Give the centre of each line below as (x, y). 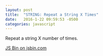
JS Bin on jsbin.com (26, 48)
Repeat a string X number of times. (42, 38)
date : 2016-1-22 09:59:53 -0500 (42, 19)
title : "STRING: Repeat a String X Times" (52, 15)
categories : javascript (30, 24)
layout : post (19, 10)
